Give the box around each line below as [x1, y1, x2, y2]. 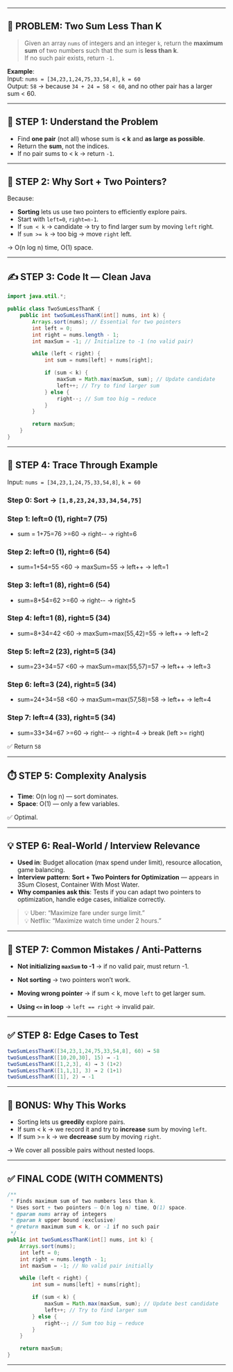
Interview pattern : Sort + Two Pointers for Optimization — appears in [17, 873, 220, 882]
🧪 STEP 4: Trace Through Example [7, 460, 158, 471]
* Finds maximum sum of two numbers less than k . [10, 1197, 157, 1204]
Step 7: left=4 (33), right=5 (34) [7, 713, 116, 723]
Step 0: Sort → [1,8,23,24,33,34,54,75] [7, 495, 142, 505]
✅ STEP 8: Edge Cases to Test [7, 1029, 139, 1041]
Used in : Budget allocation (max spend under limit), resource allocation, [17, 858, 223, 866]
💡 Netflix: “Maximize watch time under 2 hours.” [24, 917, 162, 925]
